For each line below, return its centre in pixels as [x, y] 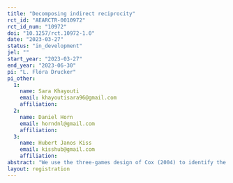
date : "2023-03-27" [36, 40]
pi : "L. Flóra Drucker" [42, 72]
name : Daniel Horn [46, 117]
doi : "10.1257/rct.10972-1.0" [51, 33]
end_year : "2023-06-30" [42, 65]
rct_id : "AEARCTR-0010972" [46, 20]
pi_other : [22, 78]
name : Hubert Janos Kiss [56, 143]
